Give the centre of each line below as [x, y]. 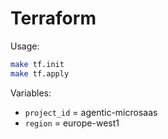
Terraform [53, 18]
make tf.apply [40, 73]
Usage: [25, 46]
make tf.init [37, 64]
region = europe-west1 [72, 123]
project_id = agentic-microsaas [91, 112]
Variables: [31, 93]
